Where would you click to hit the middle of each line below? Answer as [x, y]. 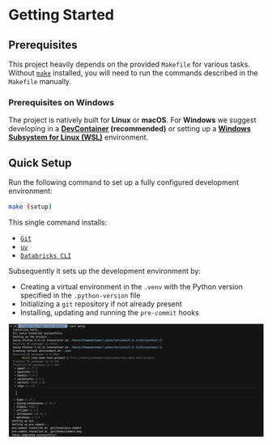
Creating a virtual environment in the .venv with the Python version [131, 286]
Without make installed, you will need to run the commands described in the [133, 73]
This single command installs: [58, 222]
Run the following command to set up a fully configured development [123, 182]
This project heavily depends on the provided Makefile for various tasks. [130, 64]
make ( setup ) [30, 207]
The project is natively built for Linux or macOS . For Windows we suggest [132, 120]
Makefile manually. [40, 81]
